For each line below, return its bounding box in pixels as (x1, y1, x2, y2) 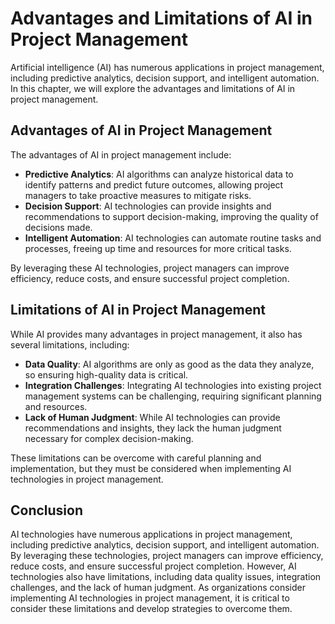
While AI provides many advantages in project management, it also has (10, 328, 303, 340)
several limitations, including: (10, 338, 130, 351)
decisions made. (24, 221, 93, 233)
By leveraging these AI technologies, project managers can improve (10, 262, 290, 274)
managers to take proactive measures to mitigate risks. (24, 189, 252, 201)
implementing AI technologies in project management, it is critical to (10, 592, 290, 604)
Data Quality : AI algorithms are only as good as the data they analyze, (24, 358, 315, 370)
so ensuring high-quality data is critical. (24, 368, 189, 381)
